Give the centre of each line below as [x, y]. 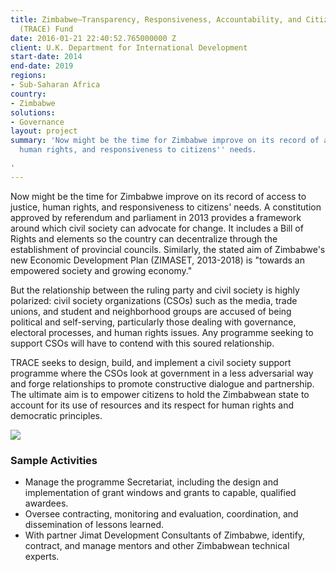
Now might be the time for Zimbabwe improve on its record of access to [158, 196]
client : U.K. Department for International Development [129, 47]
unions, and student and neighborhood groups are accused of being [151, 311]
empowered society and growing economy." [101, 270]
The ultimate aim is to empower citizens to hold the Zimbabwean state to [160, 394]
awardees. [46, 503]
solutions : [33, 112]
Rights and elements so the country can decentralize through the [144, 238]
